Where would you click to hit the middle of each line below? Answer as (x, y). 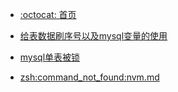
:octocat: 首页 (48, 14)
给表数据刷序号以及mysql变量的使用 (93, 36)
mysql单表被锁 (50, 57)
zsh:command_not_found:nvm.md (89, 77)
